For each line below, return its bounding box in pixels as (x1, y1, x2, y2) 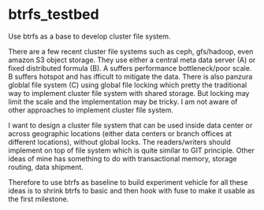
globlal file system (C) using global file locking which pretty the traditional (8, 80, 247, 90)
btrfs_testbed (8, 6, 100, 24)
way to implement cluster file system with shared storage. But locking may (8, 88, 250, 98)
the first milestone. (8, 194, 69, 204)
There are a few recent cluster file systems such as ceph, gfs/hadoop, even (8, 46, 254, 56)
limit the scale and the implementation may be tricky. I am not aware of (8, 97, 238, 106)
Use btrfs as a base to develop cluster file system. (8, 31, 171, 41)
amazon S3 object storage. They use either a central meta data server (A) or (8, 55, 256, 64)
